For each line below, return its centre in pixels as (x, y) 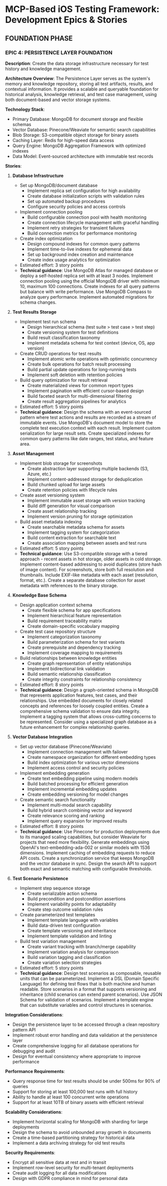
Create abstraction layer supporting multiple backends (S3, (88, 468)
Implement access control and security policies (76, 768)
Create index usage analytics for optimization (74, 260)
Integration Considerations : (34, 1014)
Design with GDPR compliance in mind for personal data (70, 1178)
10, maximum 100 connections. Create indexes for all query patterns (90, 286)
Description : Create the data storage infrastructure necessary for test (77, 63)
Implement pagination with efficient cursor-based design (85, 391)
